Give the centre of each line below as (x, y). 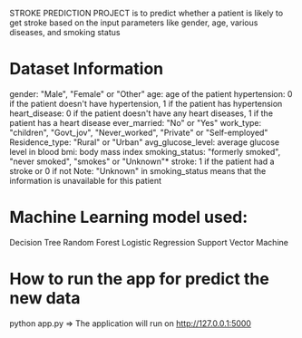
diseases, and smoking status (65, 32)
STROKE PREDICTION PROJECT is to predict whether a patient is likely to (146, 13)
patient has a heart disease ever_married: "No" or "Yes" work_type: (136, 122)
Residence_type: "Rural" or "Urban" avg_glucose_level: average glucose (144, 142)
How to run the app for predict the (139, 279)
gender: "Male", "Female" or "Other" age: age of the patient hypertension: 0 (151, 93)
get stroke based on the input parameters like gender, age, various (134, 23)
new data (45, 299)
